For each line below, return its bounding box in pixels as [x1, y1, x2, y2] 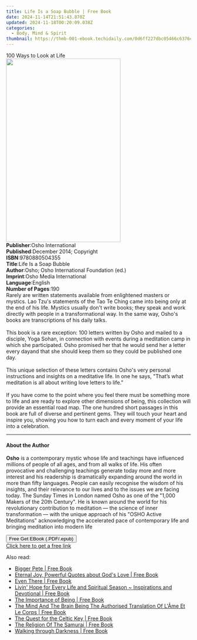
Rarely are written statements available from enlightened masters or [6, 292, 170, 298]
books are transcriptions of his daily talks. [6, 316, 107, 324]
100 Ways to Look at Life [6, 52, 66, 59]
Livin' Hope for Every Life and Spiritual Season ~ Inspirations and [14, 584, 172, 591]
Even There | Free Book [14, 578, 72, 585]
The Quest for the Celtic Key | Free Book [14, 615, 113, 622]
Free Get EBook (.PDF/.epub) [9, 535, 74, 542]
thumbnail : [6, 36, 33, 42]
